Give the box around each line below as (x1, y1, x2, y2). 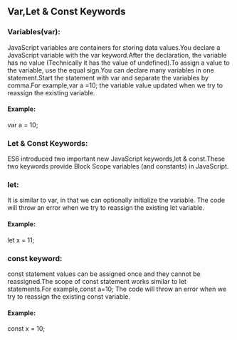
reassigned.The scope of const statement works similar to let (7, 277, 187, 285)
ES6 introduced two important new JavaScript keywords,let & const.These (7, 154, 226, 163)
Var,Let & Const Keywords (7, 6, 126, 18)
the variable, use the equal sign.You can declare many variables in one (7, 65, 215, 74)
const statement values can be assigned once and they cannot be (7, 270, 201, 278)
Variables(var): (7, 27, 60, 37)
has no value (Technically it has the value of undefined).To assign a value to (7, 58, 230, 67)
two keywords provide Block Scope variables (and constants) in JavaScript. (7, 162, 229, 171)
